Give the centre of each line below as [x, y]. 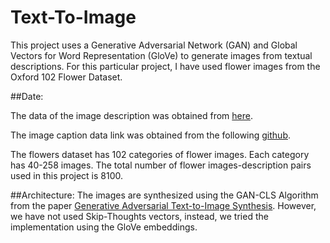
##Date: [27, 96]
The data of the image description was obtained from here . [131, 115]
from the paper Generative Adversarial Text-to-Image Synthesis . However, [163, 205]
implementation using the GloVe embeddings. [104, 227]
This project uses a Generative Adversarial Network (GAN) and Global [154, 45]
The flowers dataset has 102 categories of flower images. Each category [160, 154]
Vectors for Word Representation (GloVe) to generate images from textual [161, 55]
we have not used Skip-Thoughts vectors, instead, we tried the [139, 216]
